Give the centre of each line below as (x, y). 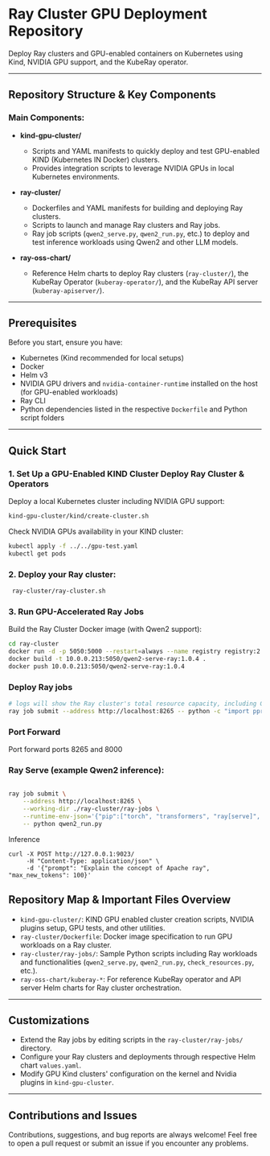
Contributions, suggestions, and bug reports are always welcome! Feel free (133, 1135)
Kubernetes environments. (76, 176)
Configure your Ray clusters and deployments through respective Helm (137, 1057)
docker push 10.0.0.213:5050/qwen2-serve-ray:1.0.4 (96, 666)
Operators (29, 484)
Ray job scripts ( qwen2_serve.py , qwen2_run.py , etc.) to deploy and (141, 233)
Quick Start (37, 450)
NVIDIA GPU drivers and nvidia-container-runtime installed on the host (139, 384)
